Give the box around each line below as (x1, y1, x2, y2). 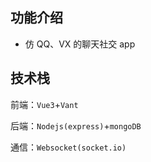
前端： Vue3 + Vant (10, 98, 79, 110)
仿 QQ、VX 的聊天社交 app (24, 38, 136, 50)
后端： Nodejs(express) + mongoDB (10, 119, 142, 132)
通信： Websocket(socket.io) (10, 141, 127, 153)
